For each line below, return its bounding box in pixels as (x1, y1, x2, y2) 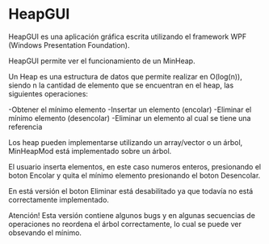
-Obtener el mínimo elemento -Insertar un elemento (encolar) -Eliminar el (8, 105, 252, 114)
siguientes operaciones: (8, 88, 89, 98)
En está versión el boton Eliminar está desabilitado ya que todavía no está (8, 186, 254, 195)
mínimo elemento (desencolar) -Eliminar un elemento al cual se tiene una (8, 113, 251, 122)
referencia (8, 122, 43, 131)
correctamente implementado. (8, 195, 109, 204)
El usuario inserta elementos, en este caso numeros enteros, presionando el (8, 161, 262, 171)
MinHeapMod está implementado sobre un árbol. (8, 146, 172, 156)
